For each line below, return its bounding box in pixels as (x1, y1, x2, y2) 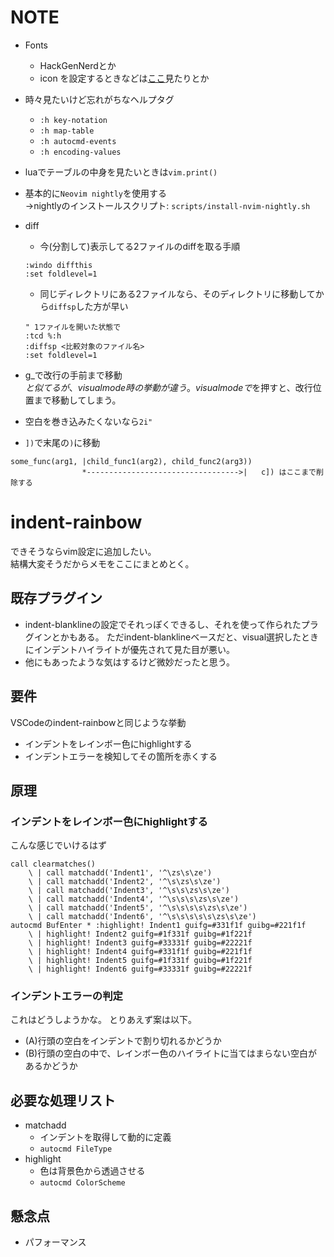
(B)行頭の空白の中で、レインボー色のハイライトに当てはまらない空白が (24, 1047, 318, 1060)
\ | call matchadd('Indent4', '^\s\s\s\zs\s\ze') (28, 894, 240, 905)
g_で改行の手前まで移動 (24, 369, 123, 381)
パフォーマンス (24, 1236, 87, 1248)
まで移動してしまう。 (33, 394, 122, 406)
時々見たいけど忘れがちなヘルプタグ (24, 93, 175, 105)
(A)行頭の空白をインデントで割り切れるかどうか (24, 1035, 222, 1047)
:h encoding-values (39, 147, 122, 157)
